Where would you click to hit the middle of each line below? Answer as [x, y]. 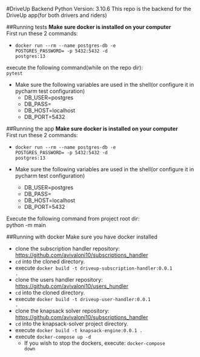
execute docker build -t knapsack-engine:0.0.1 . [79, 330]
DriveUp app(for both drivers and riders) [57, 15]
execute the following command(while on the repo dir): [75, 67]
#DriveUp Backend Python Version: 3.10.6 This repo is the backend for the [99, 9]
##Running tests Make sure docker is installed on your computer [89, 27]
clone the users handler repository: [59, 280]
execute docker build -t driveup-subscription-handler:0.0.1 [94, 268]
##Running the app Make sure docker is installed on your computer [92, 129]
